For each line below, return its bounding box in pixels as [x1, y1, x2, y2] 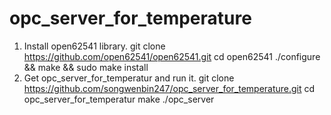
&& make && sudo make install [23, 61, 149, 73]
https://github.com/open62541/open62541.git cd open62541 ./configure [23, 50, 321, 62]
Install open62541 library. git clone [23, 40, 166, 52]
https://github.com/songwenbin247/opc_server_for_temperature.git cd [23, 82, 316, 94]
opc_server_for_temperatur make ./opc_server [23, 93, 215, 105]
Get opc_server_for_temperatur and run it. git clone [23, 72, 235, 84]
